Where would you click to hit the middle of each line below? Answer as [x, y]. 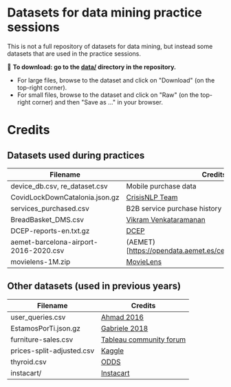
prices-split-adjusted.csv [53, 351]
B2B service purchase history [174, 208]
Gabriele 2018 [124, 328]
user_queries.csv [38, 317]
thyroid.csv [29, 362]
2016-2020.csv [37, 250]
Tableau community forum [143, 340]
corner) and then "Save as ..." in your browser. [98, 102]
